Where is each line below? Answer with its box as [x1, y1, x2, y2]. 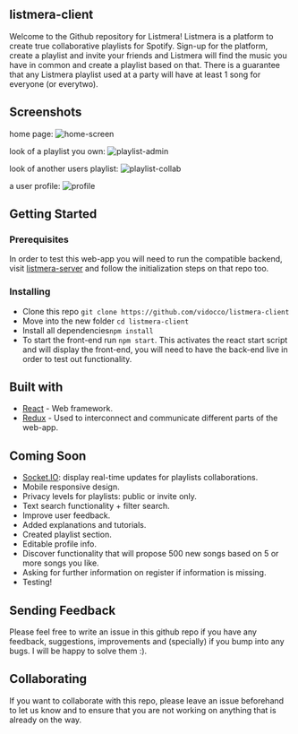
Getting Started [9, 206, 98, 222]
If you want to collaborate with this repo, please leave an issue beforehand [9, 695, 285, 706]
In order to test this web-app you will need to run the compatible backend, [9, 254, 284, 264]
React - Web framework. [21, 403, 114, 414]
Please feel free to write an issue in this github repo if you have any [9, 626, 258, 637]
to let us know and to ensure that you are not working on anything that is [9, 704, 277, 715]
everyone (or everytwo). [9, 78, 98, 89]
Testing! [21, 577, 53, 588]
